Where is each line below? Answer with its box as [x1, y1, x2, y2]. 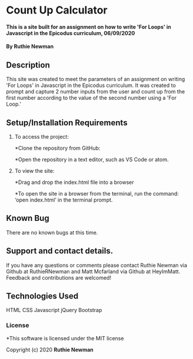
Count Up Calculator [6, 4, 108, 17]
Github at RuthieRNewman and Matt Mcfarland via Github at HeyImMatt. [6, 268, 181, 275]
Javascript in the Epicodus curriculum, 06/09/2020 [6, 29, 135, 36]
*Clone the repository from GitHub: [14, 145, 101, 152]
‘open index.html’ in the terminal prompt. [14, 196, 113, 203]
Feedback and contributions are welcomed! [6, 274, 112, 281]
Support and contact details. [6, 246, 114, 256]
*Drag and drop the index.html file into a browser [14, 179, 134, 186]
